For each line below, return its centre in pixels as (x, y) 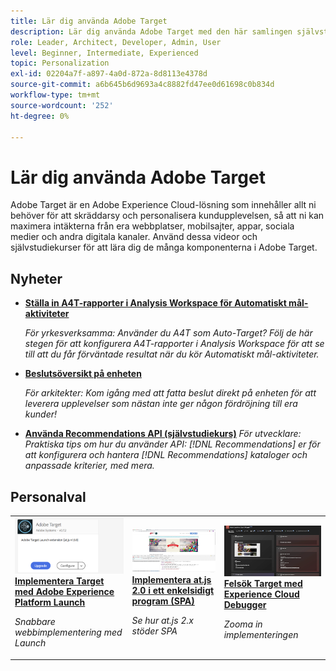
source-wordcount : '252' (62, 105)
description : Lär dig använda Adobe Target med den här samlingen (151, 31)
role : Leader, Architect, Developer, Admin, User (116, 42)
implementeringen (261, 635)
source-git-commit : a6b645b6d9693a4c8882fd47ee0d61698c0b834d (142, 85)
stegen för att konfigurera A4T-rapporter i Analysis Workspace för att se (174, 344)
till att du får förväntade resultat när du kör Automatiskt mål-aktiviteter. (172, 354)
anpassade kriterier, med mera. (89, 466)
